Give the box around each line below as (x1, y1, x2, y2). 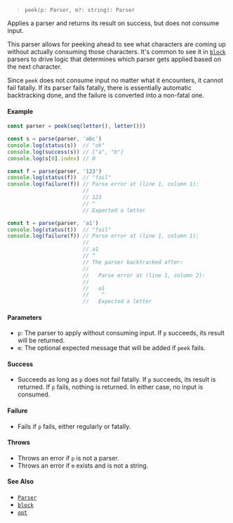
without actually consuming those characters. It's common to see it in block (7, 48, 226, 56)
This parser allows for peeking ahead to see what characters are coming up (7, 40, 226, 49)
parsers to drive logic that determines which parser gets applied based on (7, 55, 222, 63)
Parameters (7, 313, 42, 321)
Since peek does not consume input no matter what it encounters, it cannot (7, 76, 223, 84)
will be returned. (17, 336, 65, 344)
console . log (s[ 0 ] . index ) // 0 (7, 155, 96, 162)
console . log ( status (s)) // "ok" (7, 141, 105, 149)
